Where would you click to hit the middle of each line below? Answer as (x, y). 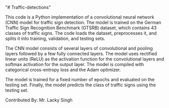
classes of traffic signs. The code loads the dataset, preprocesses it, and (81, 33)
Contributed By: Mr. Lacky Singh (39, 100)
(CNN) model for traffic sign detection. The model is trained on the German (83, 22)
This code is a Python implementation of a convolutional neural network (80, 17)
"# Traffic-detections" (28, 7)
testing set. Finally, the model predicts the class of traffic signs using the (81, 85)
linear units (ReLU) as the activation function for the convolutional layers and (85, 59)
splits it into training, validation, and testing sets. (55, 38)
